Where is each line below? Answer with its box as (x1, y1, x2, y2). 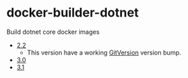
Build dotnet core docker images (6, 28, 100, 36)
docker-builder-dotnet (6, 5, 139, 21)
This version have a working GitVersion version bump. (26, 48, 182, 57)
